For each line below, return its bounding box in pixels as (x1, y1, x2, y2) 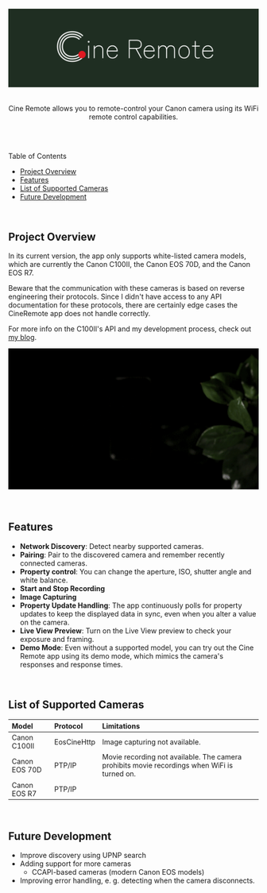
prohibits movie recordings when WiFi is (102, 760, 233, 771)
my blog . (8, 333, 37, 342)
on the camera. (19, 617, 70, 627)
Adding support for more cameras (19, 859, 132, 868)
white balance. (19, 575, 68, 585)
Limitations (102, 721, 141, 731)
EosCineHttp (54, 736, 96, 747)
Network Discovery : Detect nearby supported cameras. (19, 541, 204, 551)
